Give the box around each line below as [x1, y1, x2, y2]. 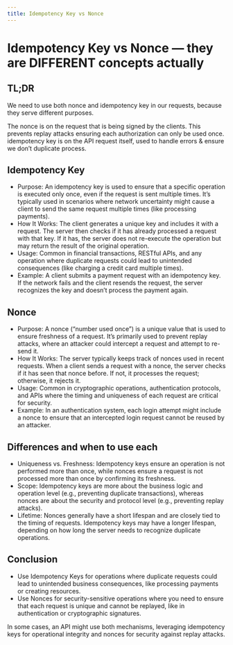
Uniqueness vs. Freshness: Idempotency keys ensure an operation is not [17, 460, 225, 468]
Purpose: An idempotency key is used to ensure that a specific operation [17, 182, 225, 191]
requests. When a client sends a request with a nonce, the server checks [17, 362, 226, 370]
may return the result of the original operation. [17, 241, 150, 250]
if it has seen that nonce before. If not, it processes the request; [17, 369, 200, 378]
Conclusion [7, 554, 58, 566]
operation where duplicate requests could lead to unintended [17, 257, 192, 265]
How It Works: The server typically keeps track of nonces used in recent [17, 354, 225, 363]
